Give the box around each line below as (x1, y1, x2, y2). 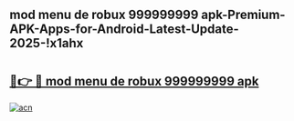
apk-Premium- (200, 7, 286, 23)
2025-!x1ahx (9, 35, 84, 51)
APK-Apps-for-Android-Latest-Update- (9, 22, 239, 37)
